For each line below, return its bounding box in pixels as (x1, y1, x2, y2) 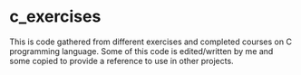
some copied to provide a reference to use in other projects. (9, 55, 234, 66)
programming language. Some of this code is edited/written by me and (9, 45, 274, 56)
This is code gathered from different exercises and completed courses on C (9, 36, 293, 47)
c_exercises (9, 6, 102, 27)
